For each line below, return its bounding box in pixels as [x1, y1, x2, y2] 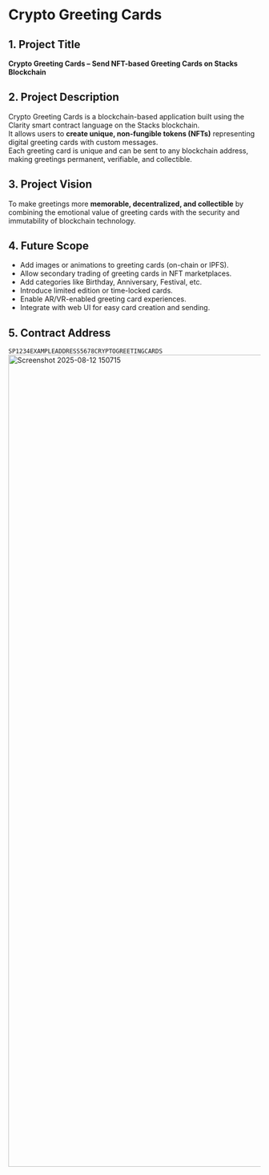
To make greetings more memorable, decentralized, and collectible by [8, 199, 244, 208]
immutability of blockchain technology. [8, 216, 136, 225]
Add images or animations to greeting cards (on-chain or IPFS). [19, 260, 230, 270]
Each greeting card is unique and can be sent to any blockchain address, [8, 146, 249, 155]
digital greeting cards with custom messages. [8, 137, 159, 147]
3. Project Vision [8, 178, 92, 192]
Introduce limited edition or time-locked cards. [19, 286, 174, 296]
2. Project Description [8, 91, 120, 104]
